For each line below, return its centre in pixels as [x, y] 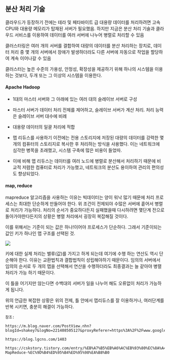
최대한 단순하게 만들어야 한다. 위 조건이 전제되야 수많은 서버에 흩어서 [86, 204]
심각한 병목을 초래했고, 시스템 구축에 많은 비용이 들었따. [67, 150]
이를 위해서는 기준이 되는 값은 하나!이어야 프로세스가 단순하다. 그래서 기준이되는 [83, 227]
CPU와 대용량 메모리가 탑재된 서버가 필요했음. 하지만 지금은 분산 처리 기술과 [80, 28]
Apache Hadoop [23, 87]
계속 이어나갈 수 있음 [31, 58]
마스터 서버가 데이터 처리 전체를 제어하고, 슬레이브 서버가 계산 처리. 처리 [83, 110]
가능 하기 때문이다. [37, 273]
